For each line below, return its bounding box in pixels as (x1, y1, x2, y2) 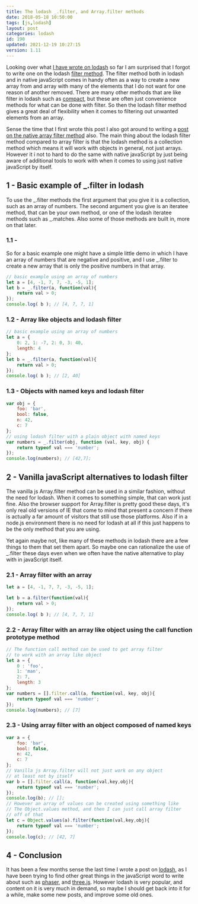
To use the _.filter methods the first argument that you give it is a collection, (6, 196, 191, 203)
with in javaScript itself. (6, 556, 63, 564)
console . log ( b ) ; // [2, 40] (6, 373, 81, 379)
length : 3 (17, 680, 41, 686)
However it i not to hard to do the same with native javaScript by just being (6, 151, 188, 158)
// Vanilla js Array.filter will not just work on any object (6, 768, 163, 774)
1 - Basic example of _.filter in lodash (6, 180, 144, 190)
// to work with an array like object (6, 652, 102, 658)
